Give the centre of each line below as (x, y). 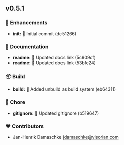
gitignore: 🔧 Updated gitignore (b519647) (56, 113)
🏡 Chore (15, 102)
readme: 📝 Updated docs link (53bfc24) (54, 63)
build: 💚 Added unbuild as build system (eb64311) (64, 89)
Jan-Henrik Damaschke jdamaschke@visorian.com (66, 137)
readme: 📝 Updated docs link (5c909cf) (54, 57)
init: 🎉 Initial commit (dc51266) (44, 33)
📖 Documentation (27, 46)
